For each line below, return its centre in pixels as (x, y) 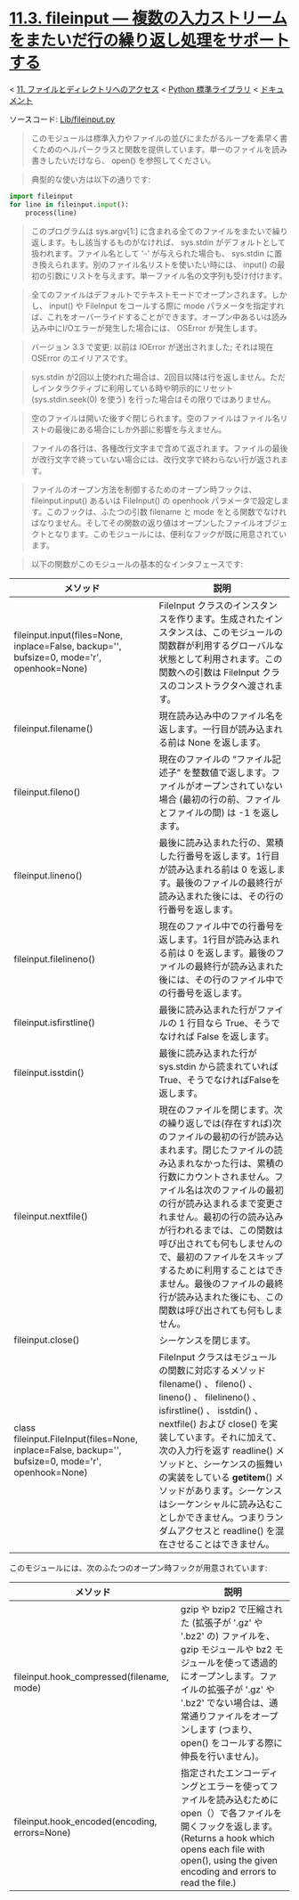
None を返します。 (227, 742)
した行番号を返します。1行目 (219, 856)
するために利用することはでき (221, 1270)
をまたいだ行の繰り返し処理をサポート (150, 41)
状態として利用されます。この (221, 658)
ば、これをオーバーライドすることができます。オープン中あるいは (151, 316)
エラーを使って (238, 1786)
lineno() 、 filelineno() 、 (210, 1397)
